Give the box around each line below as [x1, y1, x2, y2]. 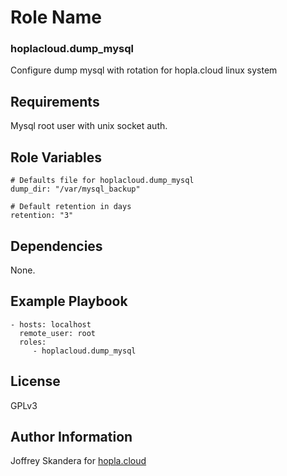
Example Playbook [10, 293, 128, 310]
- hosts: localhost [10, 319, 92, 330]
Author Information [10, 428, 133, 445]
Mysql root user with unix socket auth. [10, 120, 168, 132]
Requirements [10, 93, 100, 110]
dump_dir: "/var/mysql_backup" [10, 184, 141, 195]
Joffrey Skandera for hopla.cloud [10, 455, 147, 467]
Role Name [10, 6, 102, 29]
